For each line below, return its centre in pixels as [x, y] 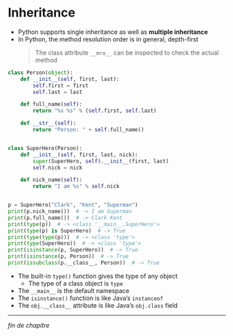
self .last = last [57, 92]
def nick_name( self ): [51, 180]
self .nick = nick [57, 167]
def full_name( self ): [51, 104]
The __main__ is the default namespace [74, 290]
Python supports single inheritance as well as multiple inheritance [113, 32]
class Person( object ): [40, 73]
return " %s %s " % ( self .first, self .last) [95, 111]
